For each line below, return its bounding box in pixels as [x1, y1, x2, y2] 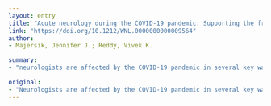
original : [8, 78, 42, 86]
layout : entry [8, 11, 56, 20]
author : [8, 34, 35, 43]
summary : [8, 56, 38, 64]
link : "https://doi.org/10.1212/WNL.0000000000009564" [8, 26, 197, 35]
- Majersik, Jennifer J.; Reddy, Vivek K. [8, 42, 153, 50]
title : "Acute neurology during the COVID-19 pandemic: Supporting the [8, 19, 254, 27]
